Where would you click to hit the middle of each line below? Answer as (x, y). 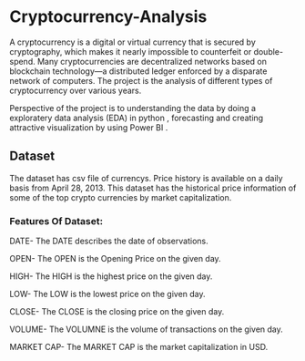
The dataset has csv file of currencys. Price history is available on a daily (147, 178)
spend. (23, 61)
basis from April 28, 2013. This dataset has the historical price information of (153, 188)
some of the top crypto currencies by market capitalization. (121, 197)
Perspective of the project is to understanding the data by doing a (133, 108)
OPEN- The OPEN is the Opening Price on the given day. (115, 259)
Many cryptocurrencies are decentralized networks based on (152, 61)
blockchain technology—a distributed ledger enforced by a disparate (138, 71)
